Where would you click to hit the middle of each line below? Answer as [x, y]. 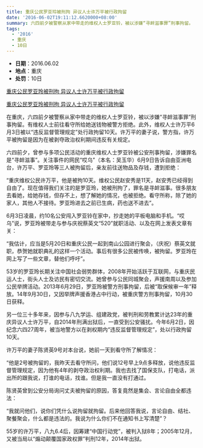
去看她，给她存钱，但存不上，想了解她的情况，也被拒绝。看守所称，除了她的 [101, 195]
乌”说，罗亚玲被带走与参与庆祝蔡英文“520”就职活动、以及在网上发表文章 [97, 223]
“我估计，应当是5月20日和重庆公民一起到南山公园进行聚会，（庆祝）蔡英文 [98, 243]
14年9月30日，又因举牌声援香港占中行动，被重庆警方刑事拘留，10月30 [105, 294]
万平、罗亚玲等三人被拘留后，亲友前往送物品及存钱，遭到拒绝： [101, 167]
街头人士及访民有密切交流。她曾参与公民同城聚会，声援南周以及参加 [112, 279]
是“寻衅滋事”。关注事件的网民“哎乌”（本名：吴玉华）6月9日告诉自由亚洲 [96, 160]
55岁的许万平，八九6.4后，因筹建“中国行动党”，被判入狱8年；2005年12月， [101, 431]
